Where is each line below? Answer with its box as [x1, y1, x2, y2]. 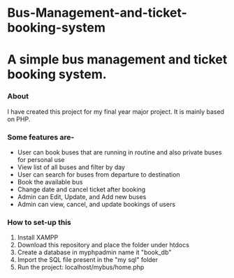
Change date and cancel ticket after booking [17, 185, 146, 193]
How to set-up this [7, 217, 72, 227]
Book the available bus [17, 177, 83, 186]
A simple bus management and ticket [7, 52, 228, 68]
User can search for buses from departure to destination [17, 170, 180, 179]
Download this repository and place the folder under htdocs [17, 241, 190, 249]
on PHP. [7, 115, 31, 123]
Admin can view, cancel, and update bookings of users [17, 200, 176, 208]
